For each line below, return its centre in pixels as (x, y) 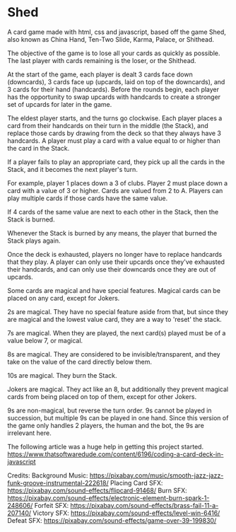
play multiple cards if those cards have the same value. (88, 198)
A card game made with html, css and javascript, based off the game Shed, (117, 32)
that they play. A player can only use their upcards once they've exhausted (116, 262)
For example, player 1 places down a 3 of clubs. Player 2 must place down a (118, 183)
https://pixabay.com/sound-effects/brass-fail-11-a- (144, 505)
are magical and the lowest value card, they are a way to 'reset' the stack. (115, 319)
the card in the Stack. (39, 148)
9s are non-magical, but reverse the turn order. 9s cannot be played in (110, 410)
